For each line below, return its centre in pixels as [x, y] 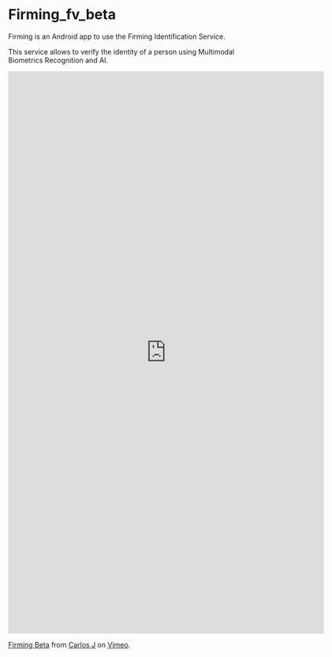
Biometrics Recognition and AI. [58, 60]
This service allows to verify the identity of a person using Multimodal [121, 51]
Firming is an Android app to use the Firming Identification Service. [117, 36]
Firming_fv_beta [62, 15]
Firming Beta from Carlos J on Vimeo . [69, 644]
